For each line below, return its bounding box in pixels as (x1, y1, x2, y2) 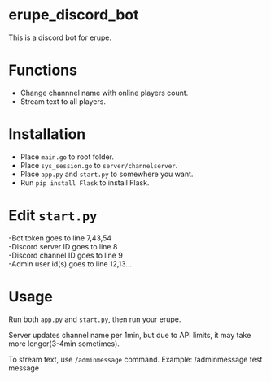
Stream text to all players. (20, 96, 106, 106)
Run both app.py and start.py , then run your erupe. (8, 314, 181, 324)
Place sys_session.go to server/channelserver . (20, 160, 178, 170)
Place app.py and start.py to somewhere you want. (20, 169, 194, 179)
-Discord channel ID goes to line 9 (8, 250, 124, 260)
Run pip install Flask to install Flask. (20, 177, 150, 188)
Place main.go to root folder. (20, 152, 114, 162)
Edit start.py (8, 206, 98, 224)
